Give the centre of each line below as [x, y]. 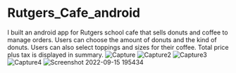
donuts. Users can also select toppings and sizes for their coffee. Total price [118, 47]
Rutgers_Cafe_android [74, 13]
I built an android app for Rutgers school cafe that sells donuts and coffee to [118, 32]
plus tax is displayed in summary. [56, 55]
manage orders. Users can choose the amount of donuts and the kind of [112, 39]
